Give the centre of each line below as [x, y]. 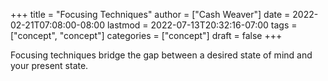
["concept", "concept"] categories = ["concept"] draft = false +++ [146, 35]
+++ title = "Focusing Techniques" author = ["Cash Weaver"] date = [150, 14]
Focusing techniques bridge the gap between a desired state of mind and [161, 55]
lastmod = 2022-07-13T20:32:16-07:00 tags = [202, 25]
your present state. [49, 65]
